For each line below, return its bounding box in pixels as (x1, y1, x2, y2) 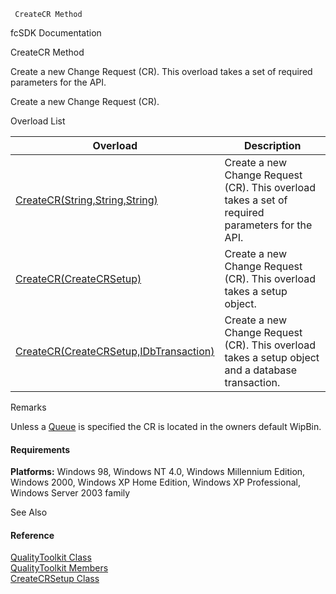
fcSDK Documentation (10, 27, 102, 39)
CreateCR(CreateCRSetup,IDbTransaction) (15, 345, 215, 358)
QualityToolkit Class (10, 551, 92, 564)
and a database (224, 363, 298, 377)
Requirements (10, 443, 71, 455)
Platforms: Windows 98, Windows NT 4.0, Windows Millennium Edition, (10, 466, 306, 478)
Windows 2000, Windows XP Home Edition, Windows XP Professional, (10, 476, 301, 489)
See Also (10, 506, 48, 519)
